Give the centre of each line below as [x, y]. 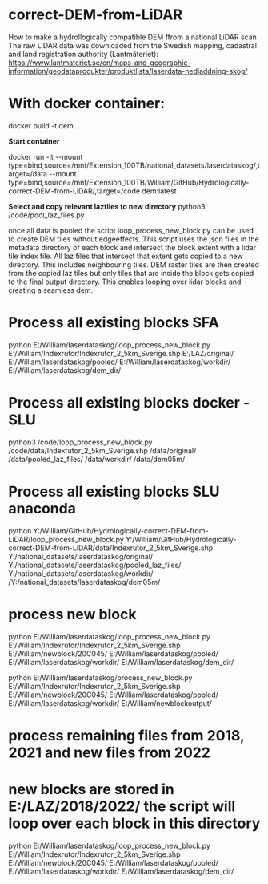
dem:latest [159, 191]
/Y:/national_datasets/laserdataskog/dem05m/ [84, 582]
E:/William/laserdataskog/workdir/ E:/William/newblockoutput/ [110, 703]
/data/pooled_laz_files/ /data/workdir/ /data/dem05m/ [97, 459]
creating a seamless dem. [51, 290]
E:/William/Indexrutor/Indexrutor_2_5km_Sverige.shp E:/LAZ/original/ [121, 353]
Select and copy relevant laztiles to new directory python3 [107, 206]
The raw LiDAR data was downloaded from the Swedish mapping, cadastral [133, 45]
